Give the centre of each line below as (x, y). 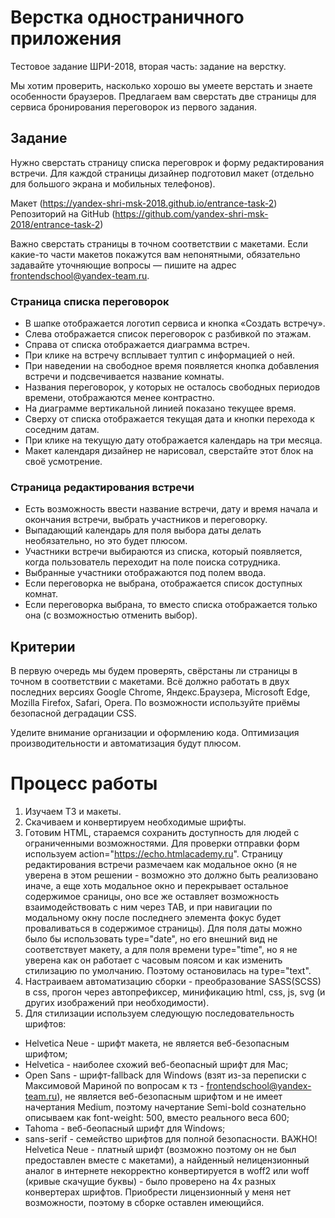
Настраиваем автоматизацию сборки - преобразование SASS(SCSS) (173, 982)
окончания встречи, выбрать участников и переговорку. (146, 520)
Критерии (43, 646)
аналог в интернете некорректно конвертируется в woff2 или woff (167, 1171)
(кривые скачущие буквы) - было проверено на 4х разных (150, 1182)
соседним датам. (62, 430)
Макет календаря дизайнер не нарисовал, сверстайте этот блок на (169, 451)
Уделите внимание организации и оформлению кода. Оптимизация (155, 733)
